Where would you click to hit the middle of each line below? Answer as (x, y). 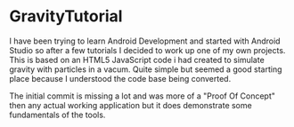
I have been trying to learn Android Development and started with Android (145, 41)
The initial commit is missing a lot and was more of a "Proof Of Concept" (143, 96)
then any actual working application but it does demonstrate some (131, 105)
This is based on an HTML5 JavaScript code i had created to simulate (137, 60)
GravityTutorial (66, 16)
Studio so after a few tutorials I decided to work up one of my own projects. (147, 50)
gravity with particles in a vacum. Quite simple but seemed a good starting (146, 69)
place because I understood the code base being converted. (120, 78)
